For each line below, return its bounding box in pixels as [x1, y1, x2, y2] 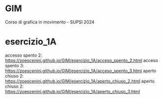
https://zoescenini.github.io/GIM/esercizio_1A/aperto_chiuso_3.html [5, 88, 140, 94]
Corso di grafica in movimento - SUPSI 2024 [5, 19, 95, 25]
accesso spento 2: [5, 52, 42, 58]
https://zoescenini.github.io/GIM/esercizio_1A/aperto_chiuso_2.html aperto [5, 78, 155, 84]
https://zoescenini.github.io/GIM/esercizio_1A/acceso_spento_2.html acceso [5, 57, 158, 63]
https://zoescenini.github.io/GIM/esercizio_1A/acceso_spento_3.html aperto [5, 68, 157, 74]
